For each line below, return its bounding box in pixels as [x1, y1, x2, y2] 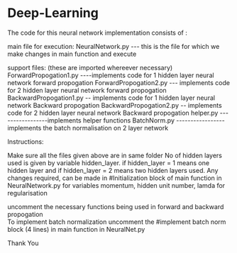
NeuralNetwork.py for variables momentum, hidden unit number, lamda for [7, 181, 226, 189]
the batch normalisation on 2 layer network [43, 123, 169, 132]
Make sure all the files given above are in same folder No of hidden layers [7, 151, 222, 159]
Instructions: [7, 137, 44, 146]
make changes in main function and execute [7, 50, 137, 58]
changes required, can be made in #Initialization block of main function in [7, 174, 222, 182]
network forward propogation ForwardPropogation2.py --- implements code [7, 78, 231, 86]
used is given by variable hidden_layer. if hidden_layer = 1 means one [7, 158, 210, 167]
